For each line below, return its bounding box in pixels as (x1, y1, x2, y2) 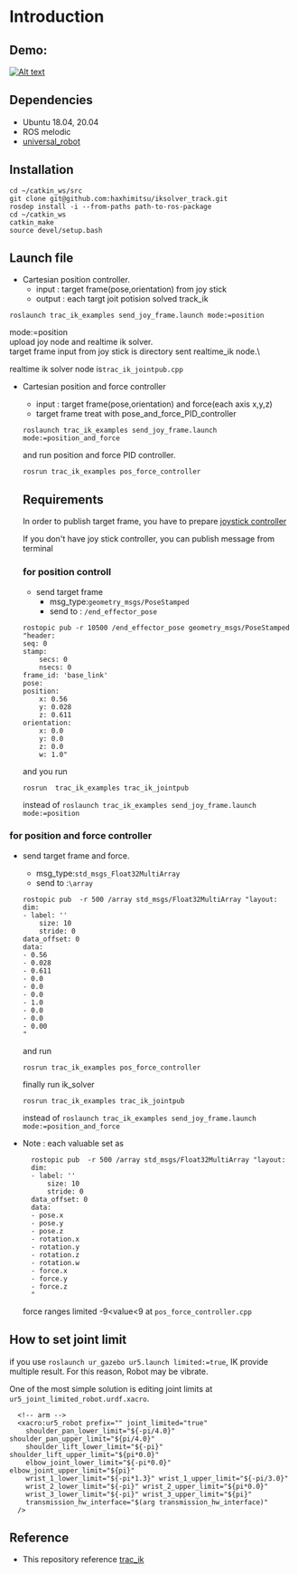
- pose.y (31, 1218, 64, 1228)
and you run (22, 765, 68, 776)
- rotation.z (31, 1250, 80, 1260)
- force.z (31, 1281, 68, 1291)
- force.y (31, 1274, 68, 1283)
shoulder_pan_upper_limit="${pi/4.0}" (9, 1434, 155, 1444)
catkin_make (9, 217, 54, 227)
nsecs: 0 (39, 663, 72, 672)
